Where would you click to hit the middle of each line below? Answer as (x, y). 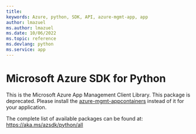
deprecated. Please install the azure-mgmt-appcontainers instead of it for (95, 101)
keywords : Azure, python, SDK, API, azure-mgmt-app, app (77, 17)
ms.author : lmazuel (30, 28)
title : (14, 11)
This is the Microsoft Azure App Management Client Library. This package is (98, 95)
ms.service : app (26, 50)
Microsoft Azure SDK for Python (86, 78)
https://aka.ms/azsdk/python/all (45, 125)
